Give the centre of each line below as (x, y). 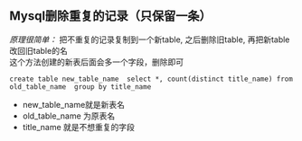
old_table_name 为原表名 (69, 116)
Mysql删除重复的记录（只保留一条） (111, 16)
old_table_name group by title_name (80, 87)
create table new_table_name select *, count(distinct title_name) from (151, 79)
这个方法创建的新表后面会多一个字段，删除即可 (96, 62)
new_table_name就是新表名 (73, 104)
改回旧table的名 (38, 50)
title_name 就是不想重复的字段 (79, 127)
